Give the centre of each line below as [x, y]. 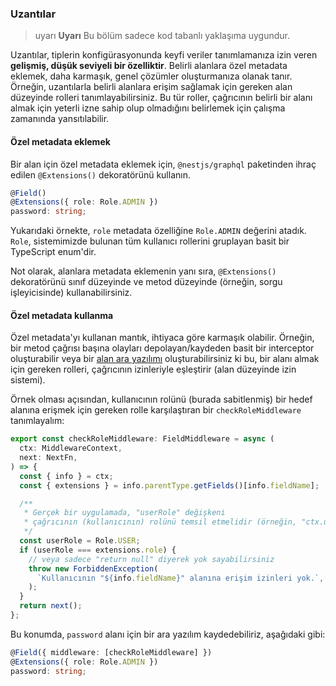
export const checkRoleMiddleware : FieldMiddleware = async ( [142, 439]
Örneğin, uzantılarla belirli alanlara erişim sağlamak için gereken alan [151, 87]
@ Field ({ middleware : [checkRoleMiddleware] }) [111, 652]
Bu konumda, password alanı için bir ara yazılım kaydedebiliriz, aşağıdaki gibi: [168, 634]
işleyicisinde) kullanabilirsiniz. [71, 293]
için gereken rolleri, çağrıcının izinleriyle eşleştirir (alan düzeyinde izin [153, 369]
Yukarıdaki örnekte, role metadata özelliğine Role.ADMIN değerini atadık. [158, 231]
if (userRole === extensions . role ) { [98, 550]
